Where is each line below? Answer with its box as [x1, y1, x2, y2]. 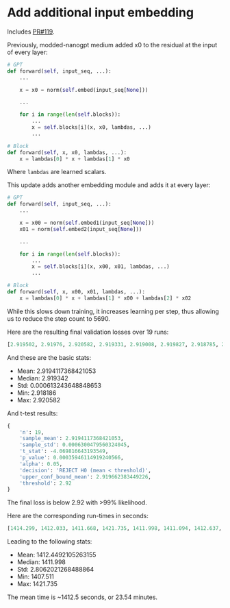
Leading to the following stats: [7, 537, 92, 546]
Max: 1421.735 [16, 580, 58, 588]
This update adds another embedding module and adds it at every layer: [7, 181, 211, 189]
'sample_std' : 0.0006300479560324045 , [19, 441, 130, 448]
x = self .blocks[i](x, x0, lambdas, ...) [31, 124, 152, 131]
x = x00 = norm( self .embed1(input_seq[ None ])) [19, 219, 155, 227]
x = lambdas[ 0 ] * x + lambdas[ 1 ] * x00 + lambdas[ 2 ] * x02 [19, 295, 192, 302]
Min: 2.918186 [16, 389, 57, 397]
